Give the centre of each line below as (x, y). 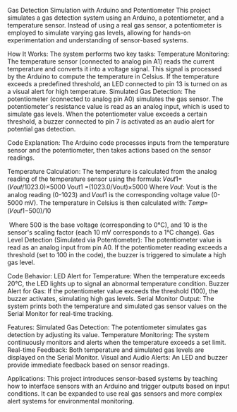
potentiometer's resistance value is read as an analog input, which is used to (119, 106)
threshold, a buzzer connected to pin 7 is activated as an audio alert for (111, 122)
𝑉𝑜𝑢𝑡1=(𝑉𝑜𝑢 (173, 179)
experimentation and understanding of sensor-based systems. (98, 40)
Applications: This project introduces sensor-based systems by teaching (113, 378)
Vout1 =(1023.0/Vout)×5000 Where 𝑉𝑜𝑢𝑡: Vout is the (142, 187)
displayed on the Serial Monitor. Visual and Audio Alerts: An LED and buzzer (117, 357)
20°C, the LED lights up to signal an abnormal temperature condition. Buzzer (119, 283)
